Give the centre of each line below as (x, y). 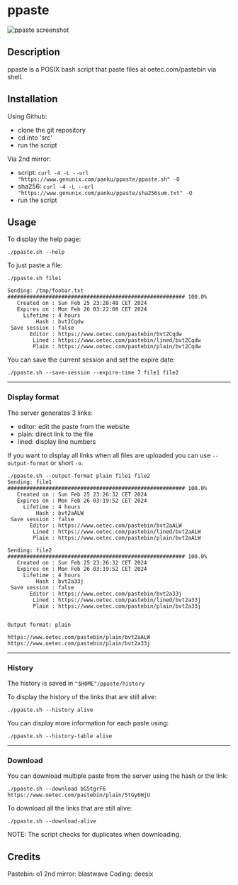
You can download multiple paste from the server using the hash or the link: (118, 776)
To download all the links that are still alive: (70, 808)
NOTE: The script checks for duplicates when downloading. (95, 835)
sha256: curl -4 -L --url (56, 186)
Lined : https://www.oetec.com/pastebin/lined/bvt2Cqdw (117, 340)
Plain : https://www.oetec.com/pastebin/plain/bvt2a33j (117, 606)
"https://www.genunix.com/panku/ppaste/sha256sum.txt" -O (105, 193)
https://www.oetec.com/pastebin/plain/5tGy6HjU (79, 795)
